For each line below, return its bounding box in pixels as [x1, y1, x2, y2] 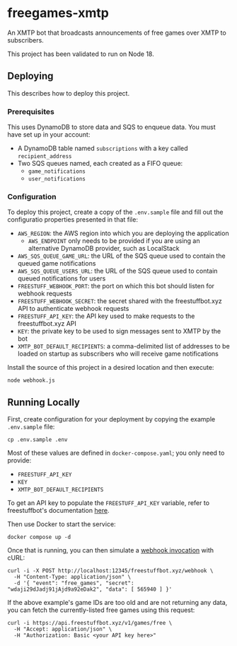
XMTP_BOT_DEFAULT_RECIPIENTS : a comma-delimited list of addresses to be [17, 342, 230, 351]
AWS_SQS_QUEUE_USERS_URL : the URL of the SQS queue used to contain [17, 267, 218, 276]
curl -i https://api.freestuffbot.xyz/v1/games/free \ [7, 620, 173, 627]
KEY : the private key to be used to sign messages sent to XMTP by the [17, 327, 221, 336]
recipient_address [17, 153, 72, 160]
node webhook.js [7, 377, 55, 384]
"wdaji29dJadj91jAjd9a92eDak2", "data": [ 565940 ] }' [7, 586, 173, 593]
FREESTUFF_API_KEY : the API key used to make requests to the [17, 312, 195, 320]
